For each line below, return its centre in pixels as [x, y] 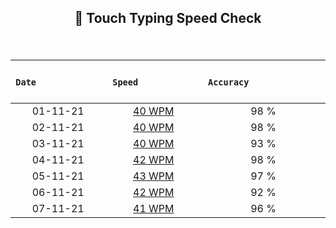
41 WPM [154, 209]
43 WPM [154, 176]
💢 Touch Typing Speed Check [168, 18]
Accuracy [228, 82]
